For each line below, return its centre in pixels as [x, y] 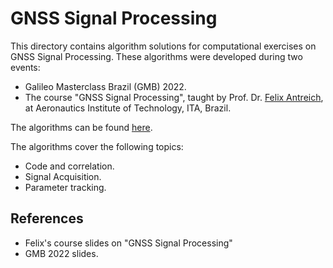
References [47, 218]
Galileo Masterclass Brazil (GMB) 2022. [105, 86]
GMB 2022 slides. [61, 253]
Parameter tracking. [65, 187]
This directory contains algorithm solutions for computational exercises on [163, 46]
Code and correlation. [69, 166]
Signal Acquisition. [63, 176]
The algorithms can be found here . [81, 127]
